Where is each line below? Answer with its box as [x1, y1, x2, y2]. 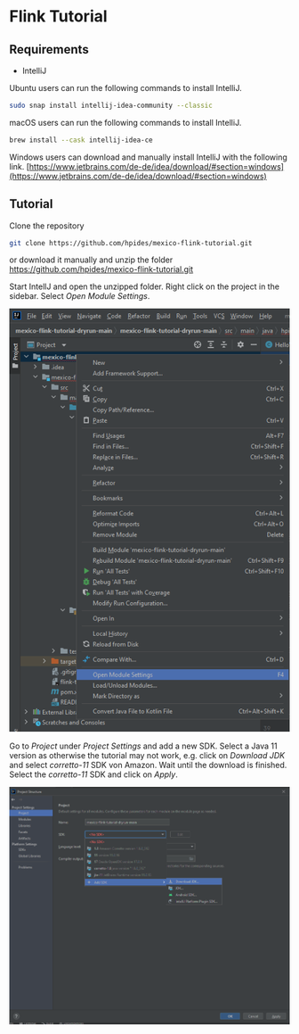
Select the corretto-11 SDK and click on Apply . [9, 769, 178, 780]
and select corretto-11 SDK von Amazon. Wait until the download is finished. [9, 760, 287, 771]
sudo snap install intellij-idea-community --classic [9, 101, 214, 110]
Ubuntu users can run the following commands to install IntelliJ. [9, 83, 242, 93]
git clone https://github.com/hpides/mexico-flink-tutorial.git [9, 238, 253, 247]
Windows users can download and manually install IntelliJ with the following [9, 152, 287, 162]
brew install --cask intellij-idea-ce [9, 136, 153, 145]
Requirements [9, 42, 89, 57]
